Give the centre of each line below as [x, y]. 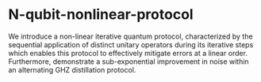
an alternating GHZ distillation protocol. [72, 69]
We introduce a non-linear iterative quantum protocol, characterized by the [130, 36]
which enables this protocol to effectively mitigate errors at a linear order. [128, 53]
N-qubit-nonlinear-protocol [101, 15]
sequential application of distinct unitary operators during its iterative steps [131, 44]
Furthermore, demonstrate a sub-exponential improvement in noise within [129, 61]
